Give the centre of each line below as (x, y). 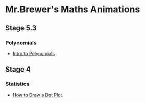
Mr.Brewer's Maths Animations (73, 9)
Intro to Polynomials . (34, 53)
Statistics (17, 84)
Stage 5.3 (21, 28)
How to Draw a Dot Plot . (38, 95)
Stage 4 (18, 70)
